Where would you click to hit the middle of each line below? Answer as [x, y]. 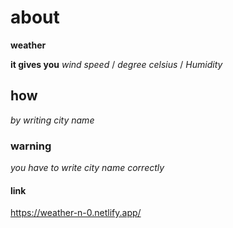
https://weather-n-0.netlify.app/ [76, 213]
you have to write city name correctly [87, 168]
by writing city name [52, 120]
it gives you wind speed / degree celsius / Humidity [116, 64]
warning [31, 146]
